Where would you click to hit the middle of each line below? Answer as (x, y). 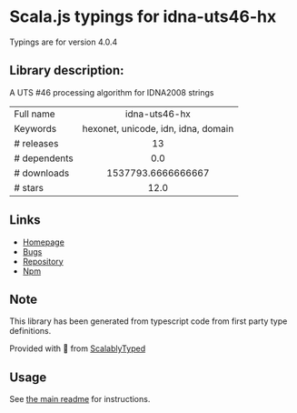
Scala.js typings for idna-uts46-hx (143, 17)
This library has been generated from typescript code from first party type (148, 321)
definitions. (30, 331)
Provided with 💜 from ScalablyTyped (78, 348)
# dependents (44, 158)
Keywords (35, 128)
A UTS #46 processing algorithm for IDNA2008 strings (112, 92)
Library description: (67, 71)
